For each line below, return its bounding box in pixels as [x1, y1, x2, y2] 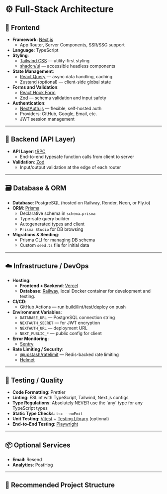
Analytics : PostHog [12, 462, 53, 468]
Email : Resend [12, 457, 42, 463]
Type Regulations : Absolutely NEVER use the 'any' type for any [12, 400, 143, 406]
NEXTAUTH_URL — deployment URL [19, 325, 88, 331]
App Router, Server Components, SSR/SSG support [19, 42, 125, 48]
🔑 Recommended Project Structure [5, 481, 115, 490]
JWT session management [19, 116, 75, 122]
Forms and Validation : [12, 84, 59, 90]
